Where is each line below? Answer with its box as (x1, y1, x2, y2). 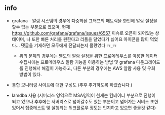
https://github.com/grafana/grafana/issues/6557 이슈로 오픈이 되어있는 (11, 30, 154, 36)
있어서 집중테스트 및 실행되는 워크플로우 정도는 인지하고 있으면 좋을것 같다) (11, 105, 156, 111)
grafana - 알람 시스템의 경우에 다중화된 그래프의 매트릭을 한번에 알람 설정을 (11, 17, 158, 24)
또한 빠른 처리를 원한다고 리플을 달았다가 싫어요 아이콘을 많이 (31, 36, 149, 42)
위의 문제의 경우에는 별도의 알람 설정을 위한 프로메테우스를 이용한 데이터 (19, 53, 158, 59)
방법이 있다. (19, 71, 42, 77)
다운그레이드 (136, 59, 161, 65)
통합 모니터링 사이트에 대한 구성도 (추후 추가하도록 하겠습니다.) (11, 81, 133, 88)
